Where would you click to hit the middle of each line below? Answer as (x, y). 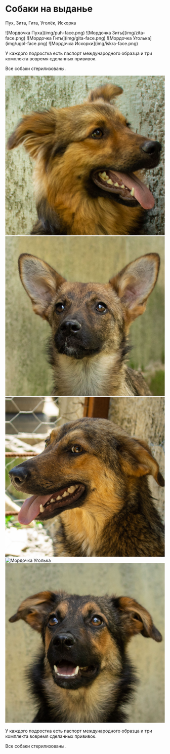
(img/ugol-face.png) (27, 43)
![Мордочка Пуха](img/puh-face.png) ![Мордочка (58, 32)
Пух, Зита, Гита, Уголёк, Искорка (41, 23)
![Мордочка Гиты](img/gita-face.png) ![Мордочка (79, 38)
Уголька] (142, 38)
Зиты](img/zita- (129, 32)
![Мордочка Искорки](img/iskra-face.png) (93, 43)
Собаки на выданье (49, 9)
